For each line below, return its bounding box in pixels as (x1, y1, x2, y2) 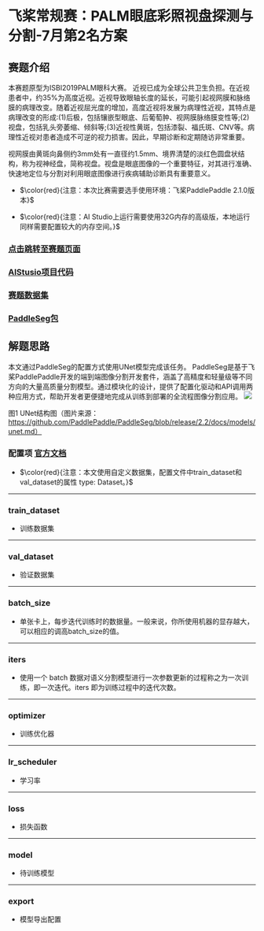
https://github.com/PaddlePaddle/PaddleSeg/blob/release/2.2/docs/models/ (8, 417, 256, 426)
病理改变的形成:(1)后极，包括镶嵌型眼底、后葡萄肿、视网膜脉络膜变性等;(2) (8, 113, 250, 122)
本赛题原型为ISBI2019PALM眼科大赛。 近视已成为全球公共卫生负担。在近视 (8, 83, 250, 92)
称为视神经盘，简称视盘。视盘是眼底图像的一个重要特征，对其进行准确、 (21, 159, 256, 168)
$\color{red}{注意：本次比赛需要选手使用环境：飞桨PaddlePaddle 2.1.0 (19, 186, 248, 195)
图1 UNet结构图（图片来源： (8, 408, 99, 417)
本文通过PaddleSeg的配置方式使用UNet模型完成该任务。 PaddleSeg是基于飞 (8, 362, 255, 371)
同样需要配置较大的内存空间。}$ (19, 222, 120, 231)
